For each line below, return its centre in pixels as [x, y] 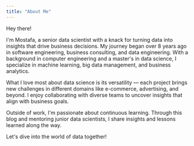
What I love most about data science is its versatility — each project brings [97, 82]
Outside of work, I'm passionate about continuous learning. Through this [94, 112]
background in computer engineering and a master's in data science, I [91, 58]
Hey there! [19, 28]
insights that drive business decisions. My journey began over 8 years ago [96, 46]
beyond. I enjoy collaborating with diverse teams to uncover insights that [94, 95]
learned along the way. [34, 125]
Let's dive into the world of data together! [57, 137]
